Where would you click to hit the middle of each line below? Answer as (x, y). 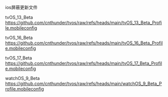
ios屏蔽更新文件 (21, 7)
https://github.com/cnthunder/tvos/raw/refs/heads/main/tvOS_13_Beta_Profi (84, 22)
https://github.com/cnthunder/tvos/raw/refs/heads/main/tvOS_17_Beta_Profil (84, 63)
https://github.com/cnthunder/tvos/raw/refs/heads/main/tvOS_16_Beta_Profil (84, 43)
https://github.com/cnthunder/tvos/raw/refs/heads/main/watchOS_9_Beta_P (83, 83)
